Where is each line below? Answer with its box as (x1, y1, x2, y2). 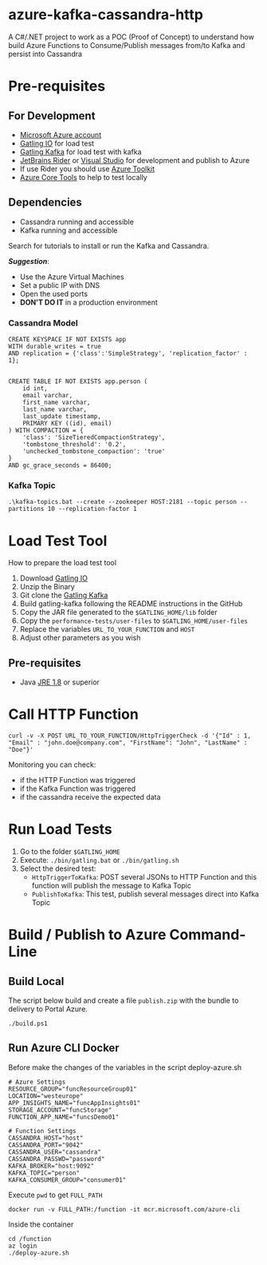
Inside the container (8, 1219, 74, 1229)
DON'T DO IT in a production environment (19, 297, 158, 307)
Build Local (8, 974, 65, 988)
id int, (22, 385, 48, 393)
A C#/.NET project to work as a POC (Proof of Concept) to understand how (8, 32, 255, 42)
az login (8, 1242, 37, 1250)
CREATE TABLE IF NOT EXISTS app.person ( (8, 377, 148, 385)
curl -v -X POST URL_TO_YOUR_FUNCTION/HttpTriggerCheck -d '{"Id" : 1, (8, 732, 251, 740)
